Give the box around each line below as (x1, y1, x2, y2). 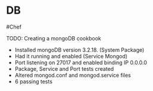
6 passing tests (14, 78, 52, 85)
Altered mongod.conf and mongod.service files (14, 71, 131, 79)
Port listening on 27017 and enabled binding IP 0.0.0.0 (14, 59, 148, 66)
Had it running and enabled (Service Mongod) (14, 52, 128, 59)
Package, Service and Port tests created (14, 65, 114, 72)
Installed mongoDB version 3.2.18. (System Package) (14, 46, 145, 54)
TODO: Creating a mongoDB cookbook (6, 34, 101, 42)
